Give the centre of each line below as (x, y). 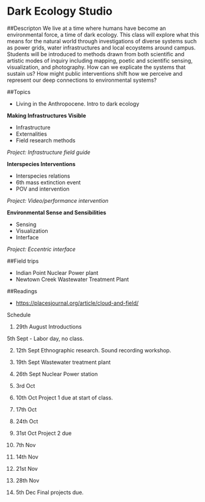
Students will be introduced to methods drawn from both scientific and (96, 54)
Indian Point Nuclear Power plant (57, 272)
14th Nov (27, 457)
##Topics (19, 92)
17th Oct (26, 409)
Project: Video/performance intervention (58, 200)
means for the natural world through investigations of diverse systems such (102, 41)
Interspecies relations (43, 176)
